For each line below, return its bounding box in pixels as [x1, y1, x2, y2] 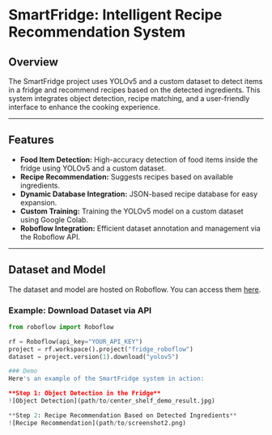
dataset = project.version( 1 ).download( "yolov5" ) [8, 353, 180, 361]
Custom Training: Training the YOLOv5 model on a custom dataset [19, 206, 244, 216]
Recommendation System [8, 23, 186, 41]
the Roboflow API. [19, 232, 81, 242]
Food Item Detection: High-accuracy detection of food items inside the [19, 154, 258, 164]
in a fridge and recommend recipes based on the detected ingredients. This [8, 85, 261, 95]
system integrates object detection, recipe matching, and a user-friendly [8, 94, 250, 103]
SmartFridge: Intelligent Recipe [8, 6, 223, 24]
